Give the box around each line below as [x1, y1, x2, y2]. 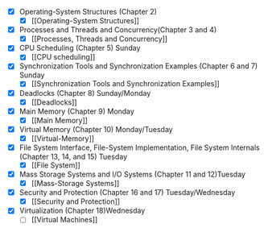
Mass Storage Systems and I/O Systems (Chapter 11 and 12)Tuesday [19, 169, 246, 179]
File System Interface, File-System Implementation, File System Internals [19, 143, 260, 152]
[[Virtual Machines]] [31, 215, 98, 225]
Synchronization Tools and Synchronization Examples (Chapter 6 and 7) [19, 61, 258, 71]
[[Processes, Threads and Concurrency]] [31, 34, 168, 43]
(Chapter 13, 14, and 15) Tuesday [19, 151, 128, 161]
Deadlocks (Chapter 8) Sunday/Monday [19, 88, 151, 97]
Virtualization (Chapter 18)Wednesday [19, 205, 146, 216]
